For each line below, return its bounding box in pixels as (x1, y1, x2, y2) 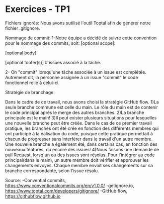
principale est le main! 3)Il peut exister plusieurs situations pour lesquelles (5, 114, 157, 120)
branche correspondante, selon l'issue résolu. (5, 168, 99, 174)
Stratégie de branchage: (5, 89, 55, 95)
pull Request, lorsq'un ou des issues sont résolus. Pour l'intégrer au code (5, 152, 155, 158)
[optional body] (5, 50, 37, 56)
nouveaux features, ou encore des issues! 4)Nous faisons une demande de (5, 146, 159, 152)
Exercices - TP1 (5, 3, 71, 15)
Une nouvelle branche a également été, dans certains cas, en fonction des (5, 141, 158, 147)
